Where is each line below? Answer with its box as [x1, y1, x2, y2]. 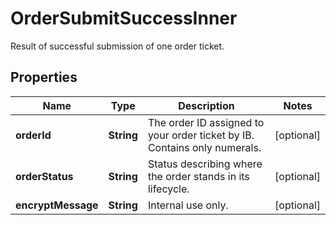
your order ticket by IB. [147, 128, 255, 142]
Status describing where [147, 157, 263, 171]
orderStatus [15, 169, 74, 183]
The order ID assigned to [147, 115, 265, 129]
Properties [10, 69, 78, 86]
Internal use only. [147, 198, 229, 212]
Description [178, 98, 235, 112]
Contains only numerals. [147, 140, 262, 154]
